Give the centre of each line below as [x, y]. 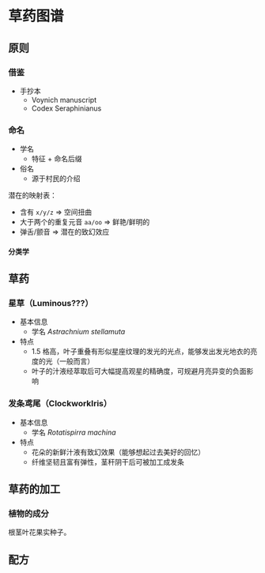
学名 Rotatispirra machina [74, 432]
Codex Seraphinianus [66, 108]
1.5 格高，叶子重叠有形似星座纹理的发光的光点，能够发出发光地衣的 [141, 352]
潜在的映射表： [32, 195]
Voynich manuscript [64, 100]
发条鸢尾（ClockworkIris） [60, 404]
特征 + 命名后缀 [57, 159]
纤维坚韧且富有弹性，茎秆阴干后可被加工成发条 [108, 462]
